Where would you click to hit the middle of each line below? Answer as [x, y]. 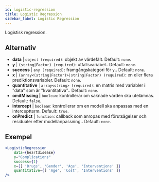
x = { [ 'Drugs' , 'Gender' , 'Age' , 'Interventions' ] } [67, 166]
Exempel [18, 137]
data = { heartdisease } [35, 152]
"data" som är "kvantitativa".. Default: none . [55, 91]
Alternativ [21, 47]
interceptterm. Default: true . [40, 111]
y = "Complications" [32, 157]
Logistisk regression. [26, 33]
